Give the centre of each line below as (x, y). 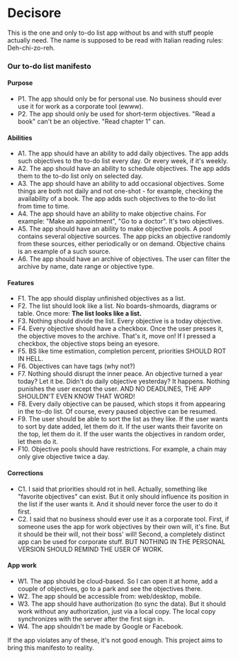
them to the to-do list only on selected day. (80, 176)
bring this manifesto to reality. (51, 648)
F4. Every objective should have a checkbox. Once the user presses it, (120, 328)
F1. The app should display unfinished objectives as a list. (101, 299)
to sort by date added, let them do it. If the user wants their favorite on (120, 426)
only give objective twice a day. (63, 457)
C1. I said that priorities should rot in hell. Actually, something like (112, 489)
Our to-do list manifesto (49, 66)
